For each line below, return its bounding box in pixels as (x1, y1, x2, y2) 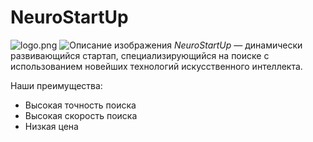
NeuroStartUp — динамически (173, 39, 303, 51)
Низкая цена (24, 120, 79, 132)
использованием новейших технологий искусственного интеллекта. (10, 60, 303, 72)
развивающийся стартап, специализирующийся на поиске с (10, 49, 270, 61)
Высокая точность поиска (24, 99, 137, 111)
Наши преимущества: (10, 79, 103, 91)
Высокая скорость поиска (24, 109, 138, 121)
